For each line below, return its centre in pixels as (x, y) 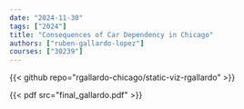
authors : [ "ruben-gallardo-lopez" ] (77, 43)
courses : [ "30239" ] (46, 52)
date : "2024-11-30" (46, 18)
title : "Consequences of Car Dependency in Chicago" (112, 35)
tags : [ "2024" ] (38, 26)
